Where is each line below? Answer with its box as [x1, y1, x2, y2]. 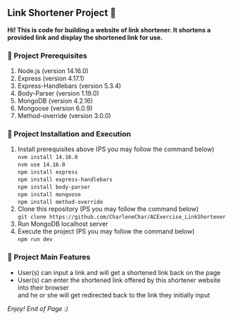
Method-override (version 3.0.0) [17, 112, 111, 120]
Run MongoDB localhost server [17, 219, 108, 229]
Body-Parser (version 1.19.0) [17, 89, 100, 98]
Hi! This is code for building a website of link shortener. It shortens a [7, 25, 211, 34]
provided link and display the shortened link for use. [7, 33, 163, 41]
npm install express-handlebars [17, 177, 113, 184]
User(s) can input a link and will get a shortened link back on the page [17, 268, 221, 276]
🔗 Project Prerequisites [7, 51, 88, 60]
